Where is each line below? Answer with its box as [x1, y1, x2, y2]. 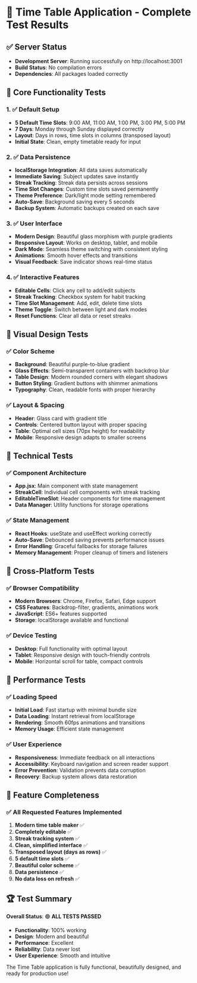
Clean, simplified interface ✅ [14, 842, 88, 849]
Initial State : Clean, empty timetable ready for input [14, 138, 141, 145]
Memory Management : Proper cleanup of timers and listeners [14, 549, 168, 556]
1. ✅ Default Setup [6, 106, 60, 114]
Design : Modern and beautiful [14, 933, 89, 940]
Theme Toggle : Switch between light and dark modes [14, 305, 148, 313]
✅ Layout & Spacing [6, 401, 64, 409]
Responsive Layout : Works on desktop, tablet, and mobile [14, 239, 158, 246]
